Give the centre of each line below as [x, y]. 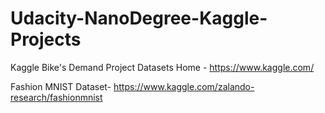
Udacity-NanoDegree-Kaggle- [139, 18]
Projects [46, 39]
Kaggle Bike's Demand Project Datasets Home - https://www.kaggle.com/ [162, 67]
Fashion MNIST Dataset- [61, 86]
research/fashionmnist [56, 97]
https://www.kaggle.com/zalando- [184, 86]
